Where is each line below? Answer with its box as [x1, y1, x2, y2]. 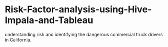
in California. [5, 37, 32, 43]
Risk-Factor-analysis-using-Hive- [5, 4, 152, 15]
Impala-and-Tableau [5, 14, 93, 26]
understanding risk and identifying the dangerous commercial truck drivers [5, 31, 163, 37]
